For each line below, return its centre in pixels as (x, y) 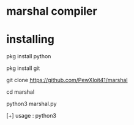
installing (31, 40)
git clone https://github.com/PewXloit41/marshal (67, 80)
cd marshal (20, 92)
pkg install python (29, 56)
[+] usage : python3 (32, 116)
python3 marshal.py (32, 104)
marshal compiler (52, 11)
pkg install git (23, 68)
